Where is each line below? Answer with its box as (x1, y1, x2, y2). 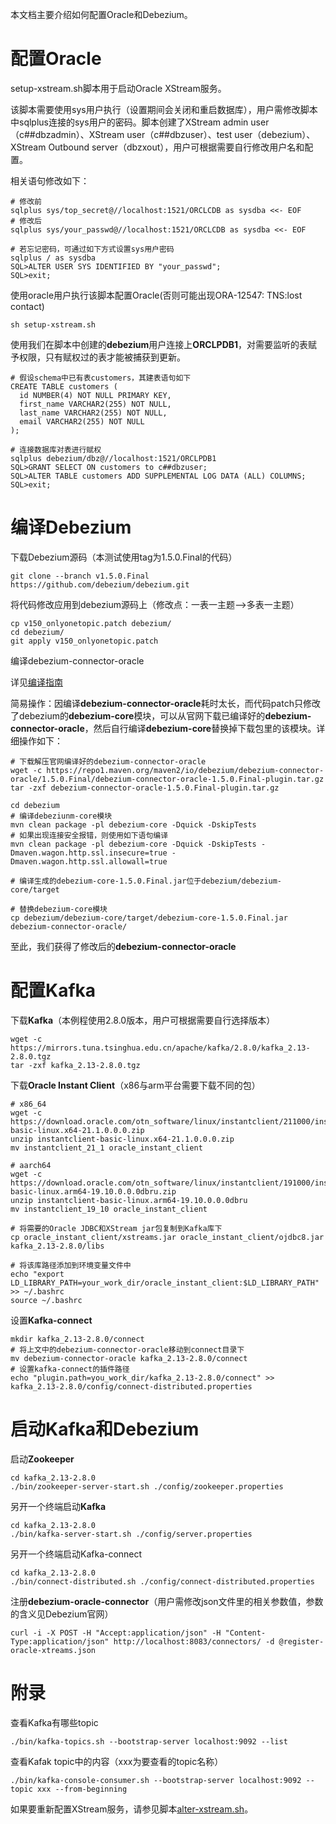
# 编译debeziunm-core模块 (10, 811, 113, 821)
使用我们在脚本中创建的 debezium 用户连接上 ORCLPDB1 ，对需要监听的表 (10, 338, 309, 350)
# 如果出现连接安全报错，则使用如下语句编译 (10, 830, 169, 840)
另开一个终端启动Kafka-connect (10, 1548, 143, 1560)
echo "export (10, 1269, 65, 1279)
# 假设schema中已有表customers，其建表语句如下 (10, 373, 192, 383)
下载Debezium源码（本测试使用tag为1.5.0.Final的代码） (10, 551, 238, 563)
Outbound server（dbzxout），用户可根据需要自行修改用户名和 (48, 141, 305, 153)
